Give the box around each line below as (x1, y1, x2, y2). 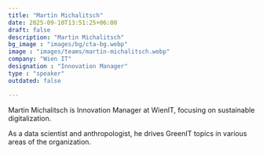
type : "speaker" (8, 70, 65, 77)
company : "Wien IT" (8, 56, 72, 63)
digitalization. (8, 113, 52, 123)
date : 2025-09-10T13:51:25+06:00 (8, 19, 118, 27)
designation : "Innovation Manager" (8, 63, 128, 70)
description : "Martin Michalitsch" (8, 33, 125, 41)
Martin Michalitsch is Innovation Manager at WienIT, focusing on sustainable (8, 105, 255, 114)
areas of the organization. (8, 137, 92, 146)
